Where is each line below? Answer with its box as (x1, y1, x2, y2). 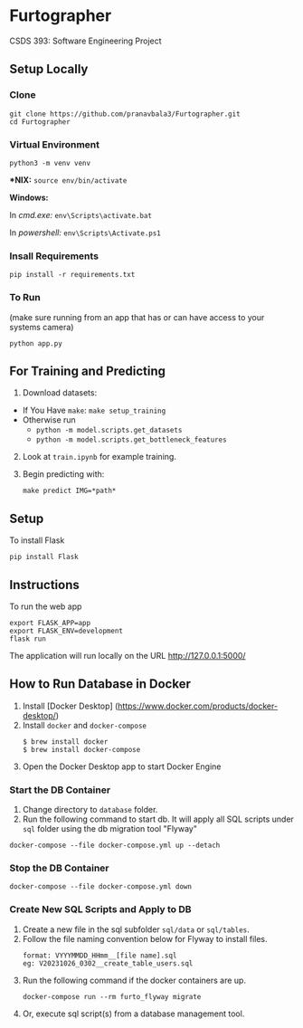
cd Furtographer (9, 117, 71, 127)
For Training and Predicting (9, 363, 166, 378)
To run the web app (9, 601, 82, 612)
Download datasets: (22, 387, 98, 398)
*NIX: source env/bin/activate (9, 174, 128, 186)
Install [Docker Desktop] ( (22, 700, 118, 711)
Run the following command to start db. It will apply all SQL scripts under (22, 814, 294, 824)
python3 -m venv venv (9, 158, 91, 167)
